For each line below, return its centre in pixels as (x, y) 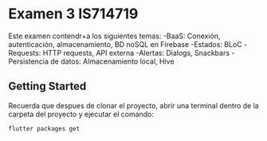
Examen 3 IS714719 (73, 14)
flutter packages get (44, 128)
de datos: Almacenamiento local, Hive (112, 61)
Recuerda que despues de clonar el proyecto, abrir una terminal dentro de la (133, 105)
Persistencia (29, 61)
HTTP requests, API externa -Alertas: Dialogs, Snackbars (136, 53)
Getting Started (47, 86)
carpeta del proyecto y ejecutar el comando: (81, 114)
